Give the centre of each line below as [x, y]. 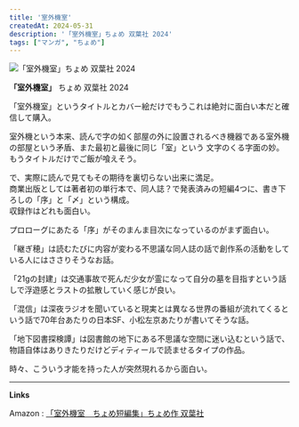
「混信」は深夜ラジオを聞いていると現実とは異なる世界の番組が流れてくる [145, 309]
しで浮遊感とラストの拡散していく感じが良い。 [95, 290]
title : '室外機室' [41, 17]
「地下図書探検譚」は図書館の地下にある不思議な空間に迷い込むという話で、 [149, 339]
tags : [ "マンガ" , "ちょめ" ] [57, 42]
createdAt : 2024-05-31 [51, 26]
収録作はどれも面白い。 [52, 211]
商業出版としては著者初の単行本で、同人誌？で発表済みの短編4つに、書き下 [148, 189]
